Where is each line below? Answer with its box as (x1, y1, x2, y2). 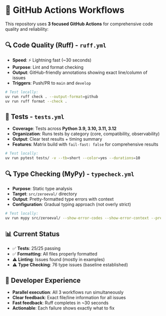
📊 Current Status (5, 230, 60, 238)
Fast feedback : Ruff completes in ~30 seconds (12, 300, 109, 306)
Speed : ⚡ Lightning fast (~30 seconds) (12, 57, 92, 63)
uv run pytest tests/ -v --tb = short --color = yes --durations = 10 (5, 156, 140, 160)
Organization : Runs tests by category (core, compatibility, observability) (12, 131, 160, 137)
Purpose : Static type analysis (12, 185, 73, 191)
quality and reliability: (5, 26, 49, 32)
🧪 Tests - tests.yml (5, 112, 65, 121)
